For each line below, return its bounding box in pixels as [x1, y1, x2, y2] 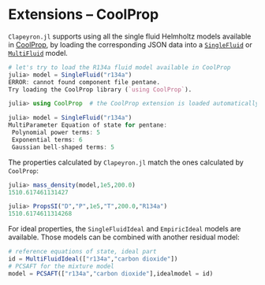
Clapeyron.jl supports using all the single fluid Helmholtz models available [8, 31, 252, 41]
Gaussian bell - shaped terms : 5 [11, 143, 114, 151]
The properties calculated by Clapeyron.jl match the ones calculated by [8, 157, 244, 167]
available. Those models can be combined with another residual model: [8, 232, 241, 242]
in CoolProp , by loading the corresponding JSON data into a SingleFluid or [8, 39, 252, 49]
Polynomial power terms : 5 [11, 128, 101, 137]
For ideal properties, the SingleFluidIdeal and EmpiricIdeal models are [8, 224, 241, 234]
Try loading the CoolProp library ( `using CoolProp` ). [8, 85, 192, 94]
